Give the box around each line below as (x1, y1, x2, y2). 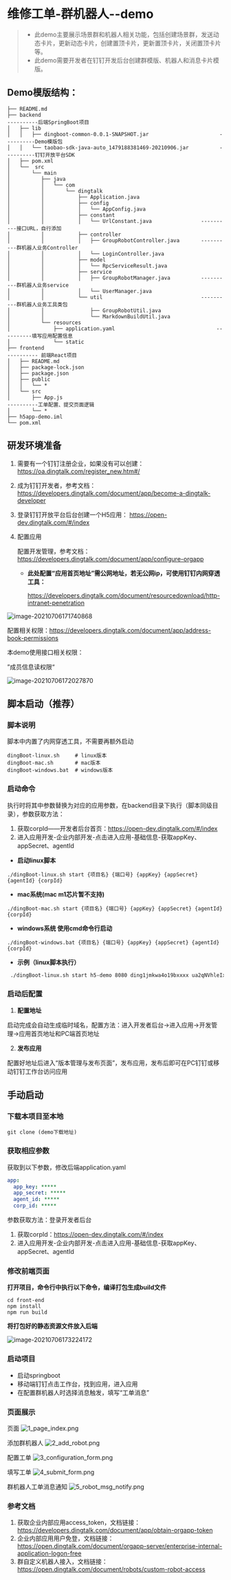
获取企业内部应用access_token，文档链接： (16, 1518, 141, 1527)
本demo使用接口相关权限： (7, 648, 84, 656)
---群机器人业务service (7, 281, 69, 289)
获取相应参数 (7, 1146, 50, 1156)
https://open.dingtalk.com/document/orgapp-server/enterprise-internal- (16, 1542, 223, 1550)
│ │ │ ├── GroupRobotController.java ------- (7, 237, 223, 244)
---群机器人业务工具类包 (7, 301, 68, 308)
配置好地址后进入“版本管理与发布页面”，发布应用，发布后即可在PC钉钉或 (7, 1059, 214, 1067)
